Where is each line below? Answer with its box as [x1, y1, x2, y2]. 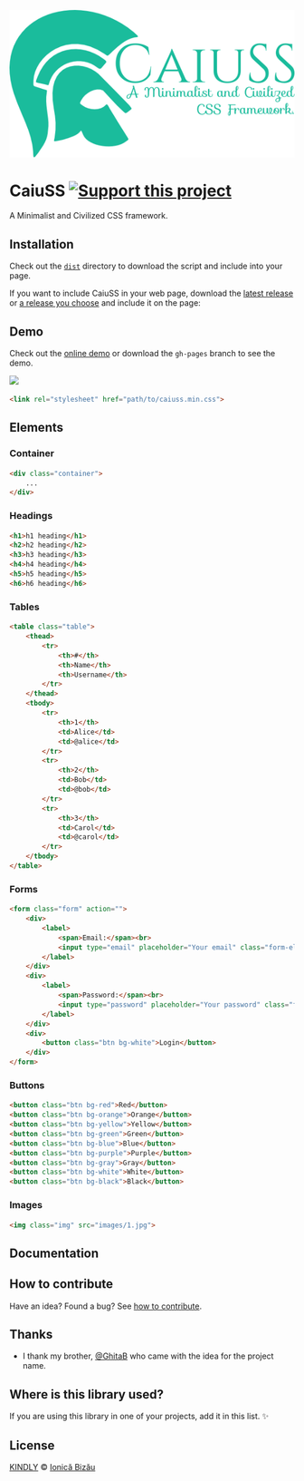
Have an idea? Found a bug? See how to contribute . [9, 1301, 202, 1311]
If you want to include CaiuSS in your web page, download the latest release [9, 287, 294, 299]
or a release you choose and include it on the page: [9, 297, 201, 308]
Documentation [9, 1245, 100, 1261]
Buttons [9, 1078, 45, 1091]
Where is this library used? [9, 1387, 165, 1402]
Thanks [9, 1327, 53, 1342]
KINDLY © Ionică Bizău [9, 1462, 96, 1473]
